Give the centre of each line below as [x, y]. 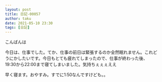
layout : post [18, 9]
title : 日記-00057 [23, 14]
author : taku [18, 18]
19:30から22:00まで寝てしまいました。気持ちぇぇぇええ [61, 65]
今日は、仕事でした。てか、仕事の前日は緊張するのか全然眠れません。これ [79, 52]
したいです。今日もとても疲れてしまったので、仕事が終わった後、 [83, 58]
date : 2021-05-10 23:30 [29, 23]
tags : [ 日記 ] [17, 28]
